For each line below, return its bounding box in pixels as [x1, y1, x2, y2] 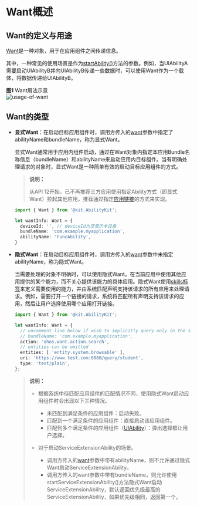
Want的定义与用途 [6, 31, 72, 41]
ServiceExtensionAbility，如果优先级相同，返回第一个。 [46, 493, 182, 500]
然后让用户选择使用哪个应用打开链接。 [25, 300, 118, 307]
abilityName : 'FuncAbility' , [20, 234, 91, 240]
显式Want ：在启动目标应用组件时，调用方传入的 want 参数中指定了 [14, 129, 174, 136]
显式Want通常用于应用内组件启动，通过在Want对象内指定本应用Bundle [14, 148, 185, 156]
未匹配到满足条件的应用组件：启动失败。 [46, 409, 145, 417]
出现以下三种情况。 [63, 397, 110, 404]
